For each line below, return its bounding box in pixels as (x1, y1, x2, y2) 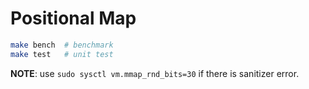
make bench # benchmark (10, 40, 114, 50)
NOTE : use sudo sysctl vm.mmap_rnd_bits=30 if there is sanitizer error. (10, 67, 300, 79)
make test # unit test (10, 49, 114, 59)
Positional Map (10, 7, 137, 30)
